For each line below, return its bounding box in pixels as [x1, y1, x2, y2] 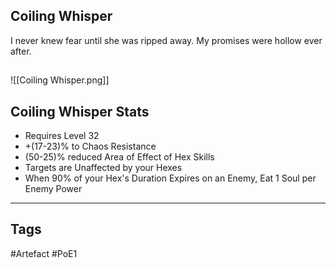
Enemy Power [24, 183, 83, 195]
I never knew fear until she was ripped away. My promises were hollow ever [10, 34, 323, 46]
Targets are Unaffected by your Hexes [24, 162, 183, 174]
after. [10, 45, 32, 57]
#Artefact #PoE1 [10, 247, 78, 259]
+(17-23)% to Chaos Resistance [24, 140, 157, 153]
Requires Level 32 [24, 130, 100, 142]
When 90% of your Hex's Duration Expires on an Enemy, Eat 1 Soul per [24, 172, 317, 184]
